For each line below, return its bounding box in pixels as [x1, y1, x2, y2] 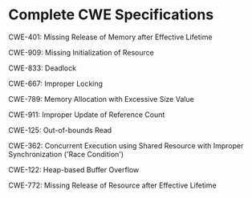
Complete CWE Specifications [8, 6, 214, 24]
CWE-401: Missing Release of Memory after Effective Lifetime [8, 32, 213, 42]
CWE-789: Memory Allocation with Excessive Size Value [8, 94, 194, 103]
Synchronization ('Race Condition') [8, 149, 124, 159]
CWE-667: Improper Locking [8, 79, 103, 88]
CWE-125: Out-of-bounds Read [8, 125, 112, 135]
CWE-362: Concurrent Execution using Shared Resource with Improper [8, 140, 244, 150]
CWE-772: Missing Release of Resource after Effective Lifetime [8, 180, 217, 190]
